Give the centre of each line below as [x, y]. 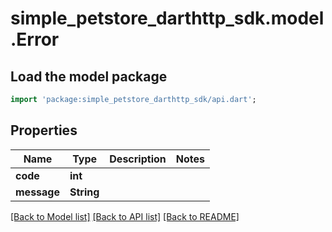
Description [138, 159]
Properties [44, 130]
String [84, 192]
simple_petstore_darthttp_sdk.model [167, 18]
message [37, 192]
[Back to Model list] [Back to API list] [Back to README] [125, 216]
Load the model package [89, 76]
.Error [35, 39]
